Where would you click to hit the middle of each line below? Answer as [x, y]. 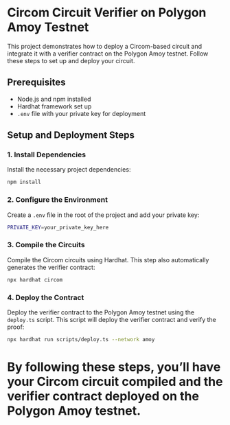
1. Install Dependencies [47, 154]
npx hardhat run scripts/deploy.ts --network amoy [81, 339]
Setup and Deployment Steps [71, 135]
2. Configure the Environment [58, 200]
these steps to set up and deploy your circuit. [71, 60]
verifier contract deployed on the [103, 397]
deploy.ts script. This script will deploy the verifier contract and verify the [112, 319]
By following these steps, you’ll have [114, 367]
